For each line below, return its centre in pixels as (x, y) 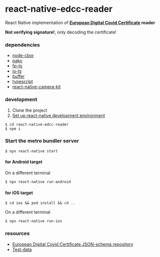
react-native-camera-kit (36, 87)
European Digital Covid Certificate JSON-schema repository (73, 244)
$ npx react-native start (31, 151)
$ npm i (13, 128)
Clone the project (30, 110)
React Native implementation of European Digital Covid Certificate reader (80, 23)
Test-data (22, 249)
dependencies (23, 45)
